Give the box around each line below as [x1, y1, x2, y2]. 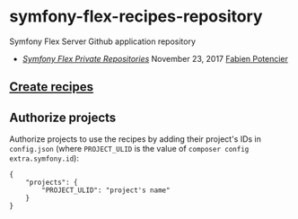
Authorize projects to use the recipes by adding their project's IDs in [9, 134, 262, 145]
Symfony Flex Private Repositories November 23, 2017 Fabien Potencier [22, 53, 289, 64]
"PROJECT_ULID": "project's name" [41, 186, 171, 195]
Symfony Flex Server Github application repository [9, 36, 196, 47]
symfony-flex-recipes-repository [9, 6, 263, 27]
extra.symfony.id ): [9, 153, 79, 163]
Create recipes [9, 79, 94, 95]
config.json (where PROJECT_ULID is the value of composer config [9, 144, 250, 154]
